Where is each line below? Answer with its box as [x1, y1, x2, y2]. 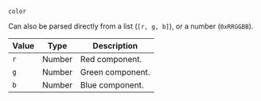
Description [92, 41, 138, 51]
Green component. [80, 67, 150, 77]
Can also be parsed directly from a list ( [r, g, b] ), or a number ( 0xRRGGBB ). [8, 21, 254, 31]
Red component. [80, 54, 142, 64]
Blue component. [80, 80, 145, 91]
